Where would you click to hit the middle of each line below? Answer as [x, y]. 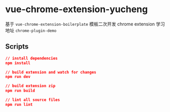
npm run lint [19, 104]
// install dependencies [31, 58]
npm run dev [18, 77]
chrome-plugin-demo [36, 31]
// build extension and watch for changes [51, 72]
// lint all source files [32, 100]
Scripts [17, 47]
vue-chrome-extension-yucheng [77, 9]
